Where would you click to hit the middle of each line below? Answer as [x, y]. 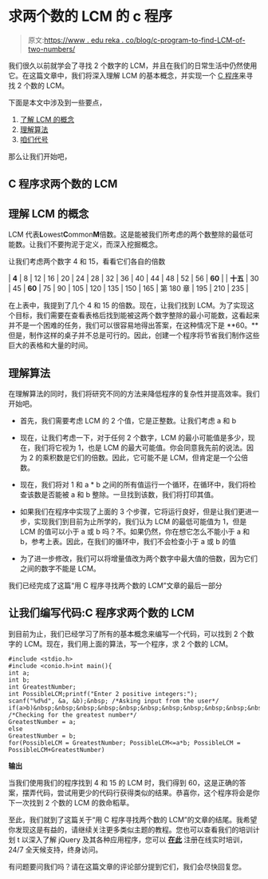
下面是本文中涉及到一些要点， [57, 102]
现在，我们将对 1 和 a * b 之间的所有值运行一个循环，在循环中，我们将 [134, 484]
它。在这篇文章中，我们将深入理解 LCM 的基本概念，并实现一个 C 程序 [124, 75]
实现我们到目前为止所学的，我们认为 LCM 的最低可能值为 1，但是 [140, 521]
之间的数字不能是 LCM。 [60, 568]
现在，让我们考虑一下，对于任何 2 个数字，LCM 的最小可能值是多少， [134, 437]
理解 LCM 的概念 [49, 214]
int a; [19, 673]
